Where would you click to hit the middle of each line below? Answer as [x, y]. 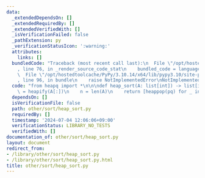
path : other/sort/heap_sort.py [52, 109]
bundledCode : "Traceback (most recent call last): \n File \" [92, 63]
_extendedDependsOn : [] [42, 18]
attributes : [27, 52]
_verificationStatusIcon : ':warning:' [61, 46]
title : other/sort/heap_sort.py [47, 166]
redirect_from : [26, 148]
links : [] [30, 57]
